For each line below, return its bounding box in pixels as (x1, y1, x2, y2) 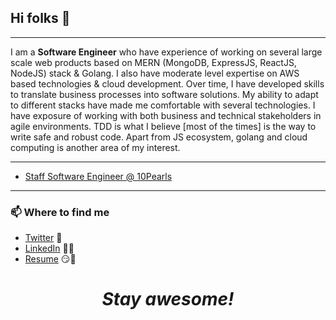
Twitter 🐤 (24, 232, 63, 244)
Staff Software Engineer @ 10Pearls (24, 170, 173, 182)
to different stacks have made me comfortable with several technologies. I (10, 99, 316, 111)
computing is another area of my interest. (10, 141, 181, 153)
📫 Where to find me (10, 205, 110, 219)
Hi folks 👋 (10, 10, 71, 27)
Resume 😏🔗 (24, 253, 77, 265)
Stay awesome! (101, 288, 235, 311)
